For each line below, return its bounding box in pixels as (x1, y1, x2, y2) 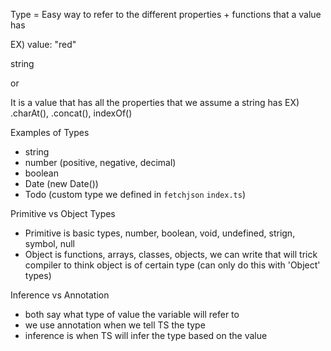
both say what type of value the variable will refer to (24, 309, 240, 320)
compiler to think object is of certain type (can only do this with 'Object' (24, 259, 321, 271)
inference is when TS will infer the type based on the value (24, 330, 268, 341)
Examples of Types (10, 127, 90, 138)
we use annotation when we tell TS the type (24, 319, 206, 331)
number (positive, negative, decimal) (24, 157, 177, 168)
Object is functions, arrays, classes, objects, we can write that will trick (24, 249, 318, 260)
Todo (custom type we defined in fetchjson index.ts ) (24, 189, 247, 200)
